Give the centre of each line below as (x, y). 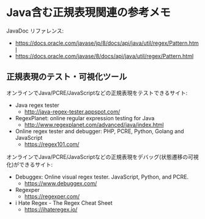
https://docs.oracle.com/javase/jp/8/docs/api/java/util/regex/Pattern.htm (107, 43)
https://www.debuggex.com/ (61, 183)
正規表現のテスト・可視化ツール (67, 77)
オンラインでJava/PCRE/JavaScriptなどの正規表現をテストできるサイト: (97, 93)
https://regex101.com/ (52, 144)
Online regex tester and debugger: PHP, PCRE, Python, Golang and (100, 131)
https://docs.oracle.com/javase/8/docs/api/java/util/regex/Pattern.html (104, 56)
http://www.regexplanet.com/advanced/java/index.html (94, 125)
